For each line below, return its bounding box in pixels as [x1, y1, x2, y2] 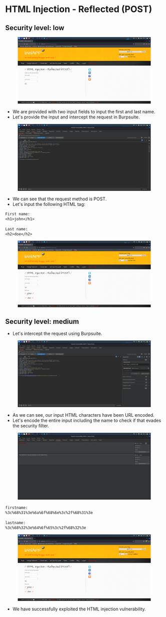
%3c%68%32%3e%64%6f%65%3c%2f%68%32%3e [5, 525, 86, 530]
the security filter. [12, 423, 49, 429]
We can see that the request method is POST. [12, 196, 107, 202]
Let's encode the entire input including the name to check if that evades [12, 418, 161, 424]
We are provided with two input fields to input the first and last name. [12, 109, 155, 115]
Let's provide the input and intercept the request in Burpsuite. [12, 114, 140, 120]
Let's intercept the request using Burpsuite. [12, 330, 102, 337]
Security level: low [5, 24, 65, 32]
